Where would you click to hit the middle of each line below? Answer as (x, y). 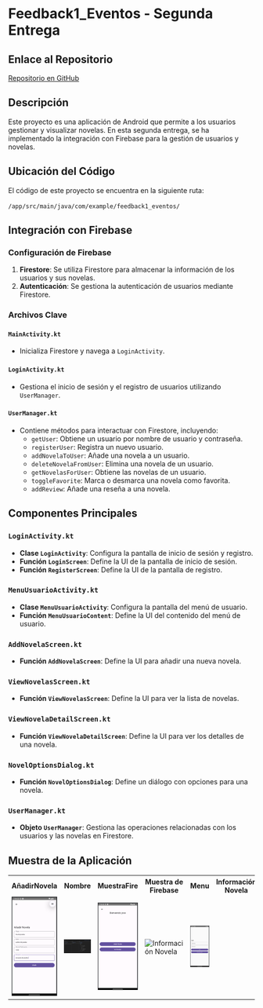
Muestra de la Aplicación (70, 860)
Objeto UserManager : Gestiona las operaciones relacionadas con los (128, 827)
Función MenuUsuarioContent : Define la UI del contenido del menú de (130, 615)
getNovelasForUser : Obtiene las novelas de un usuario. (119, 472)
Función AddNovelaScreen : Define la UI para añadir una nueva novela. (130, 661)
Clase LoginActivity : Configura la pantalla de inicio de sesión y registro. (136, 553)
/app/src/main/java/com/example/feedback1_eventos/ (94, 206)
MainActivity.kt (34, 334)
